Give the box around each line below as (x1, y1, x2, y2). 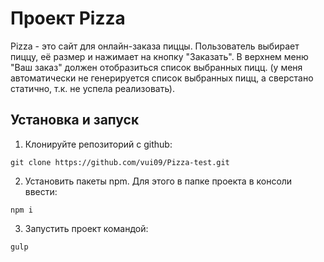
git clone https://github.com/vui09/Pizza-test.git (10, 157, 230, 167)
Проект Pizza (10, 7, 126, 30)
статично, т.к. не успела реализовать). (10, 82, 175, 94)
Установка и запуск (10, 112, 140, 129)
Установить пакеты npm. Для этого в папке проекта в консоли (24, 175, 293, 187)
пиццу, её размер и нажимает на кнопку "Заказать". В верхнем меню (10, 50, 309, 62)
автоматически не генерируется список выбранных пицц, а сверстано (10, 72, 314, 84)
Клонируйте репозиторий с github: (24, 138, 173, 150)
